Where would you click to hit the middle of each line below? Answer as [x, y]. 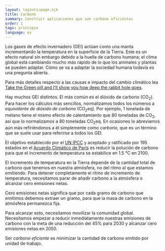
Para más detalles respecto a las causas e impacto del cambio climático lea [82, 82]
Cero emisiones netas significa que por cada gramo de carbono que [74, 193]
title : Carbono [21, 14]
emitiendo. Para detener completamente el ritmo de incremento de [73, 173]
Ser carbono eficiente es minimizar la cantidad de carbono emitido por [77, 238]
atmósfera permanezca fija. [33, 204]
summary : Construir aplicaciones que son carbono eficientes [69, 19]
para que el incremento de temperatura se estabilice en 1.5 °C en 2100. [77, 153]
